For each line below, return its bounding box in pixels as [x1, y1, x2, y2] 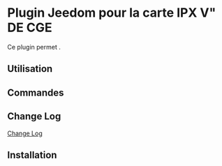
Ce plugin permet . [7, 43, 61, 51]
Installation [7, 149, 57, 161]
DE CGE [7, 20, 52, 36]
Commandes [7, 86, 64, 98]
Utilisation [7, 63, 53, 75]
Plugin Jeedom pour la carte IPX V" [7, 5, 216, 21]
